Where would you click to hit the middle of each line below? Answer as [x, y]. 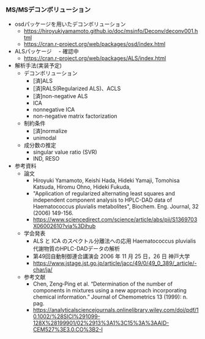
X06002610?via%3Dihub [64, 226]
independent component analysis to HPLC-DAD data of [102, 200]
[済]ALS [43, 81]
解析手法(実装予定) [38, 66]
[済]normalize [50, 131]
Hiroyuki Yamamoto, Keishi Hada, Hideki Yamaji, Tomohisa [106, 181]
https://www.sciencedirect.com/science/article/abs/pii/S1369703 [115, 219]
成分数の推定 [40, 145]
